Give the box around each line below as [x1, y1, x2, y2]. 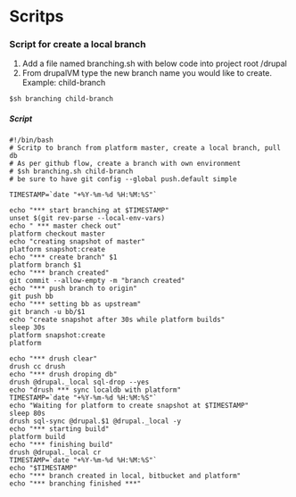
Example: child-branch [21, 78, 106, 88]
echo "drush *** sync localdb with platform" [9, 385, 181, 394]
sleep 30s [9, 323, 46, 332]
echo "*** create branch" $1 [9, 253, 118, 262]
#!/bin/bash [9, 136, 53, 145]
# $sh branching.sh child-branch [9, 167, 134, 176]
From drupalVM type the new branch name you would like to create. [21, 68, 273, 79]
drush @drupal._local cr [9, 448, 102, 457]
